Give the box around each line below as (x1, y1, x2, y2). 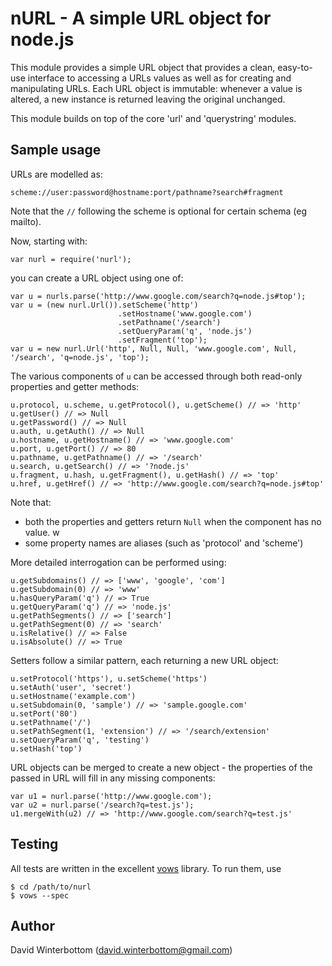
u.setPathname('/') (10, 717, 92, 727)
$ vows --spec (10, 890, 70, 901)
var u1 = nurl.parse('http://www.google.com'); (10, 791, 213, 801)
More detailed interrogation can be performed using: (10, 556, 227, 568)
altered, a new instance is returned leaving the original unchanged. (10, 93, 286, 105)
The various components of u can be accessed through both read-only (10, 370, 303, 382)
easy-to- (277, 61, 313, 73)
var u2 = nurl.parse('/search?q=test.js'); (10, 800, 195, 810)
